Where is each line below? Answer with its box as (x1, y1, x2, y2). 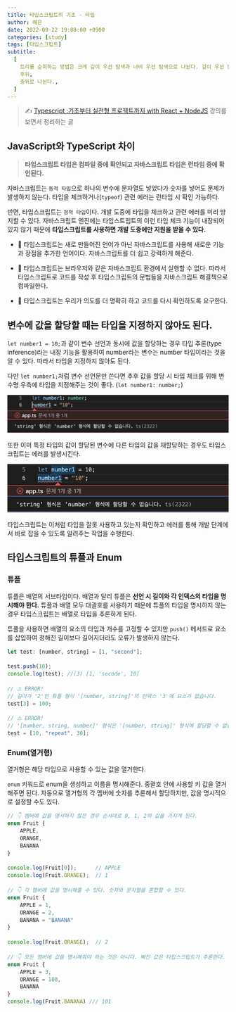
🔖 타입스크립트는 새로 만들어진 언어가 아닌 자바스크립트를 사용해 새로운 (17, 240, 211, 249)
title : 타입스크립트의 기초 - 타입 (7, 11, 96, 18)
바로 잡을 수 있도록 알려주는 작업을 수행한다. (14, 529, 135, 538)
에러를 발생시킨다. (31, 450, 81, 458)
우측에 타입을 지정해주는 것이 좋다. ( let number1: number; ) (20, 381, 184, 388)
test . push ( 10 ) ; (7, 663, 52, 670)
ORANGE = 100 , (20, 975, 61, 983)
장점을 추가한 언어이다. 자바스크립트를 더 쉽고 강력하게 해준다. (25, 249, 195, 258)
